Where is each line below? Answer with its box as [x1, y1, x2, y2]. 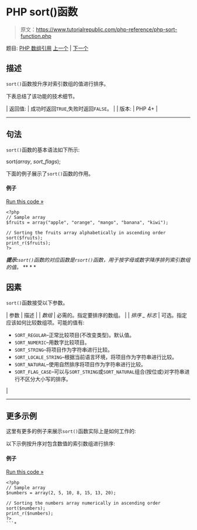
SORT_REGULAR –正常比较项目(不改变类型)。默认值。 [14, 331, 134, 338]
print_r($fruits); [6, 240, 51, 246]
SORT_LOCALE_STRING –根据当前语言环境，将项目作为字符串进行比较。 [14, 353, 177, 360]
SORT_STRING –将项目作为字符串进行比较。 [14, 346, 113, 353]
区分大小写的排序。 [25, 375, 71, 382]
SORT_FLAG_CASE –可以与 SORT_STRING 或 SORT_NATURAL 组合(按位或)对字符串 [14, 368, 185, 375]
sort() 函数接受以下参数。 [6, 299, 68, 306]
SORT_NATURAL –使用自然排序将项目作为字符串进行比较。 [14, 360, 146, 367]
